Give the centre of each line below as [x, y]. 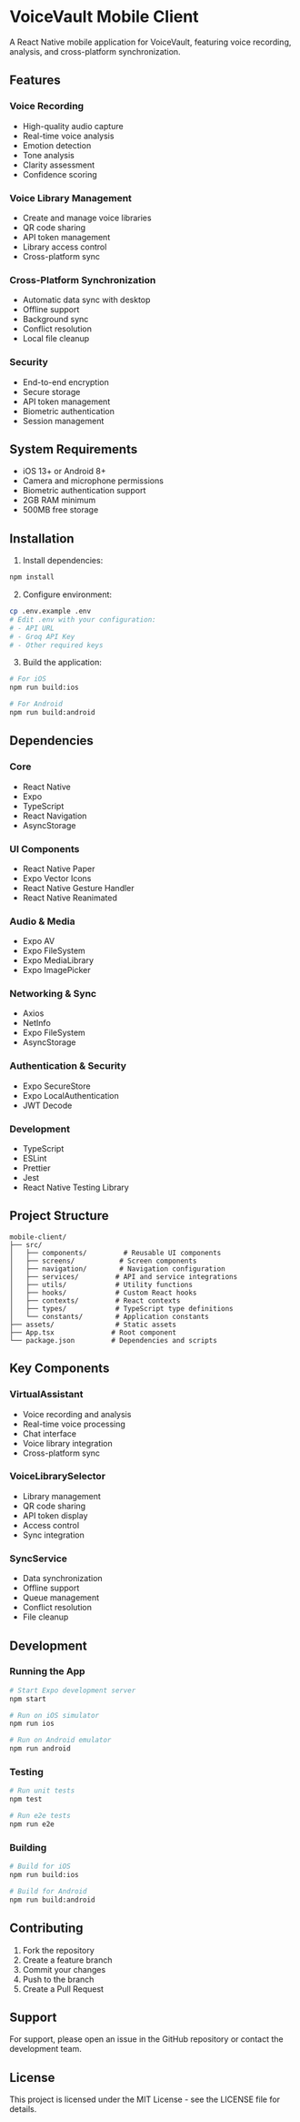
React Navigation [55, 816]
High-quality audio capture [73, 126]
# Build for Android [49, 1891]
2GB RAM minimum [59, 500]
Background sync [55, 320]
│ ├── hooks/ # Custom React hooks [103, 1293]
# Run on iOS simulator [55, 1715]
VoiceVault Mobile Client [104, 17]
